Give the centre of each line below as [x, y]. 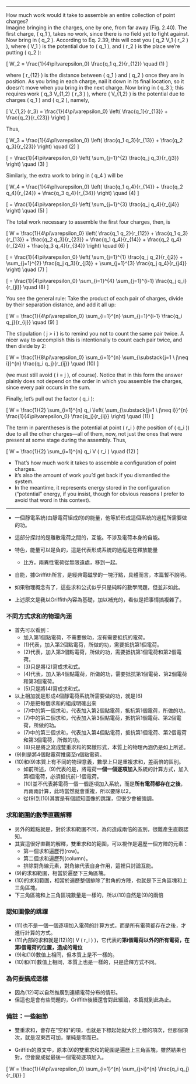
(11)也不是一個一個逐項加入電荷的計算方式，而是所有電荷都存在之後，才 [100, 925]
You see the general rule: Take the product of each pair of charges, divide [95, 298]
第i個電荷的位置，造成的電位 [48, 947]
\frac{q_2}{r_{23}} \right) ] [38, 117]
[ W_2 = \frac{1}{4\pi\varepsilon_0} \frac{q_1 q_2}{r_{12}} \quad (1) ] [87, 64]
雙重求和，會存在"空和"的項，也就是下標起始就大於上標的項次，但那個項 [101, 1030]
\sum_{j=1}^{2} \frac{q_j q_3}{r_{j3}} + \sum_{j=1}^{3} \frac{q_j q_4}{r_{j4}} [97, 263]
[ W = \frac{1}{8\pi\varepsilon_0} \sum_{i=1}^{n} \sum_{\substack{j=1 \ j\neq [97, 357]
